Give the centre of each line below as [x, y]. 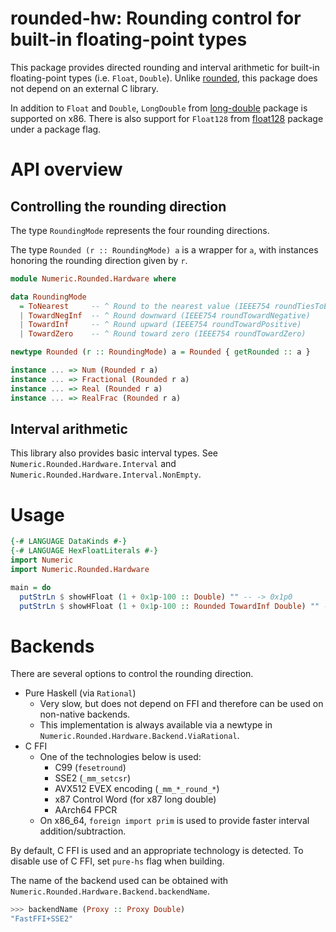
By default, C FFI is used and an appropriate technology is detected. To [157, 851]
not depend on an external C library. [84, 88]
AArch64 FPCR [86, 810]
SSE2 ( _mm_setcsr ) [93, 778]
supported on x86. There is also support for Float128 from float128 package [167, 118]
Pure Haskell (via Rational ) [80, 693]
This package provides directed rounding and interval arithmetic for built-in [165, 67]
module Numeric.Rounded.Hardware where [93, 278]
